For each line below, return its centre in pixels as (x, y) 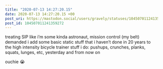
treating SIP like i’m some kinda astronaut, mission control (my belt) (72, 37)
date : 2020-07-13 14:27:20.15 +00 (40, 14)
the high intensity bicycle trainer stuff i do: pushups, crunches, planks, (75, 47)
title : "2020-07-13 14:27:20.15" (39, 9)
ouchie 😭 (15, 62)
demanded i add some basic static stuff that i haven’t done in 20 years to (78, 42)
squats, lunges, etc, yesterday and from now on (53, 52)
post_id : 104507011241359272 (34, 23)
